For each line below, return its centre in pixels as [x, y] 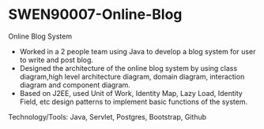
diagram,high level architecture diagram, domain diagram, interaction [132, 76]
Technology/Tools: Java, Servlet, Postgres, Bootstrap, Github [107, 116]
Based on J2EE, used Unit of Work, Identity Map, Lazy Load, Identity [131, 93]
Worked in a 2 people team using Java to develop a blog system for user [138, 51]
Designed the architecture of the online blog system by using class [128, 68]
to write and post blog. [56, 60]
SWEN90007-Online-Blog [95, 15]
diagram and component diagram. [75, 85]
